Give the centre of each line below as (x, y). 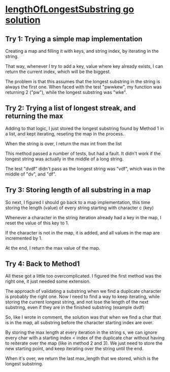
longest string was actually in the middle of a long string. (64, 159)
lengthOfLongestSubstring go (70, 9)
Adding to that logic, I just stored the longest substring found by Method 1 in (84, 128)
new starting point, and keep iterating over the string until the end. (74, 349)
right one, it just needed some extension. (48, 281)
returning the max (34, 116)
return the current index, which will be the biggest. (58, 72)
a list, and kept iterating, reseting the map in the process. (65, 133)
